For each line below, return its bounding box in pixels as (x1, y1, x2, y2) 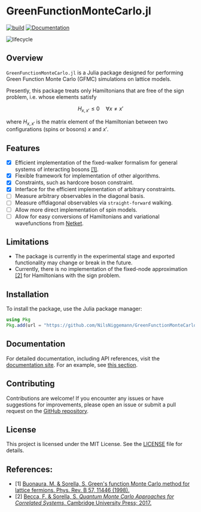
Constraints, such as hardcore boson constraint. (14, 179, 134, 186)
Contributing (6, 379, 55, 389)
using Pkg (6, 317, 31, 323)
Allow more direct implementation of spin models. (14, 206, 138, 213)
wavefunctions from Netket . (14, 219, 84, 227)
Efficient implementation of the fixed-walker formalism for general (14, 159, 178, 166)
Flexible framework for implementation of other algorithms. (14, 172, 160, 179)
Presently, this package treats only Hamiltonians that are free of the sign (6, 87, 184, 94)
